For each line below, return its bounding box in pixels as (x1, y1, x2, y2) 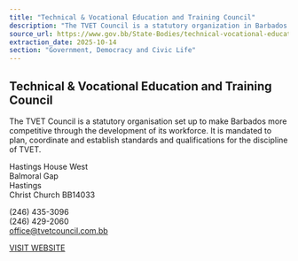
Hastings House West (9, 161, 89, 172)
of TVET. (9, 143, 42, 155)
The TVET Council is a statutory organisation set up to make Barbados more (9, 116, 287, 127)
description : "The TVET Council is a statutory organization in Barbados (9, 21, 288, 30)
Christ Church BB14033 (9, 189, 96, 200)
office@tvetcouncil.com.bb (9, 225, 108, 235)
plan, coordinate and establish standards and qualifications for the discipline (9, 134, 288, 145)
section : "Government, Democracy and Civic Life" (9, 46, 197, 55)
